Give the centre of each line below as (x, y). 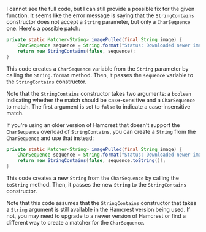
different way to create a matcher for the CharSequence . (76, 222)
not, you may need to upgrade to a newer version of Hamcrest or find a (96, 216)
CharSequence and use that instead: (50, 138)
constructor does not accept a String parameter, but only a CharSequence (98, 22)
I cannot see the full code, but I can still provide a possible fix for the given (101, 9)
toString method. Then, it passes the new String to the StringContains (97, 184)
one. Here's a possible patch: (44, 28)
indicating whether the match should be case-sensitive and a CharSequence (101, 100)
